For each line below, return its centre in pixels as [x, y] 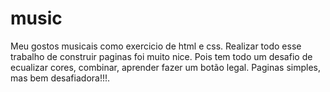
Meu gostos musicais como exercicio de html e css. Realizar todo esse [156, 46]
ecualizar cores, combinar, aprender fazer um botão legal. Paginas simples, [166, 67]
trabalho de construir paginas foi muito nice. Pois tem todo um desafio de [161, 56]
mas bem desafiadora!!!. [60, 78]
